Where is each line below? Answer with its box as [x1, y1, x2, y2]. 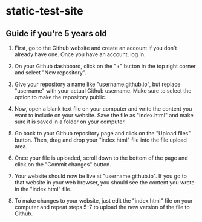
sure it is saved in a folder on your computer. [14, 118, 126, 125]
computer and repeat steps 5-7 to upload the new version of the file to [14, 204, 190, 211]
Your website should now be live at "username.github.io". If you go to [14, 172, 187, 180]
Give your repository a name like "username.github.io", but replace [14, 80, 181, 88]
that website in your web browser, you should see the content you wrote [14, 179, 195, 186]
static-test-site [5, 4, 83, 18]
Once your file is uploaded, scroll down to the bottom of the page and [14, 154, 188, 162]
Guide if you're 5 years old [5, 28, 107, 39]
